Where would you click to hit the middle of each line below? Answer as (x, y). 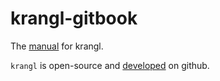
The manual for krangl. (57, 46)
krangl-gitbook (74, 18)
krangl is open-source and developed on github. (110, 65)
